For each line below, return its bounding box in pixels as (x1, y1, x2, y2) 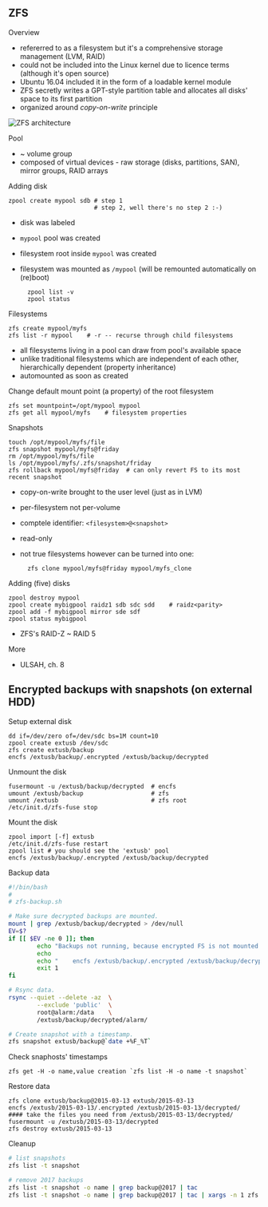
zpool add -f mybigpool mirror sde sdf (8, 607, 141, 615)
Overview (8, 27, 40, 37)
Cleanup (8, 1139, 36, 1149)
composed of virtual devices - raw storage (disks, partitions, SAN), (19, 157, 240, 167)
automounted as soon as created (19, 370, 129, 380)
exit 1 (37, 964, 59, 972)
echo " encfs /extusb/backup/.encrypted (37, 957, 183, 965)
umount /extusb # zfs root (8, 796, 187, 805)
